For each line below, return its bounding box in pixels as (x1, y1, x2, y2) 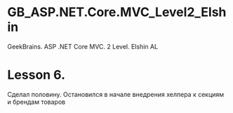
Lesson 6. (7, 67, 65, 83)
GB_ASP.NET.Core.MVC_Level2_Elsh (7, 4, 227, 20)
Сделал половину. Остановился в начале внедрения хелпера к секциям (7, 90, 225, 98)
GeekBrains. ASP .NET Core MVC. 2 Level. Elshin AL (7, 42, 159, 51)
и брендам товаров (7, 98, 65, 106)
